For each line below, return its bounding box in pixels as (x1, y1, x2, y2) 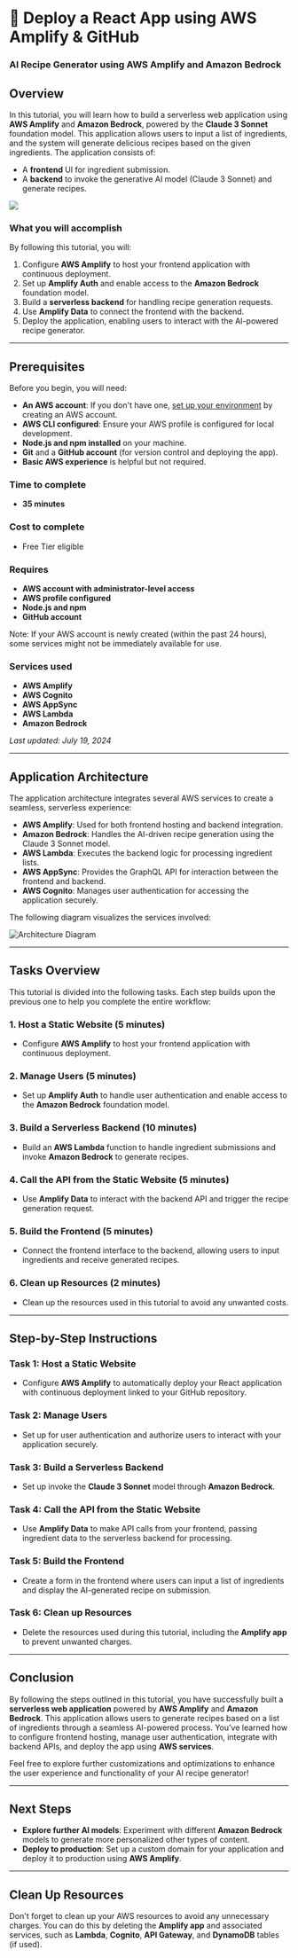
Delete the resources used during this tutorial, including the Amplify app (21, 1626, 287, 1637)
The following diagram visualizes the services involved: (9, 912, 211, 923)
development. (21, 428, 73, 439)
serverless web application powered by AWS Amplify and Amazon (9, 1703, 259, 1714)
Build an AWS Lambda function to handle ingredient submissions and (21, 1141, 277, 1152)
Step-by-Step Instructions (9, 1331, 158, 1346)
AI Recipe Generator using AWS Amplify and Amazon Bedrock (9, 59, 282, 71)
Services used (9, 660, 73, 672)
